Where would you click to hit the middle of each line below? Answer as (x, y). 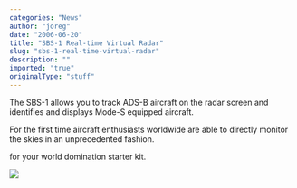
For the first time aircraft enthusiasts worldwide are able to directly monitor (149, 129)
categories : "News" (46, 18)
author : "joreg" (40, 26)
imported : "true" (42, 69)
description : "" (40, 60)
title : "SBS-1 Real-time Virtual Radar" (87, 43)
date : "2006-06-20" (46, 34)
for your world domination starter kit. (78, 156)
